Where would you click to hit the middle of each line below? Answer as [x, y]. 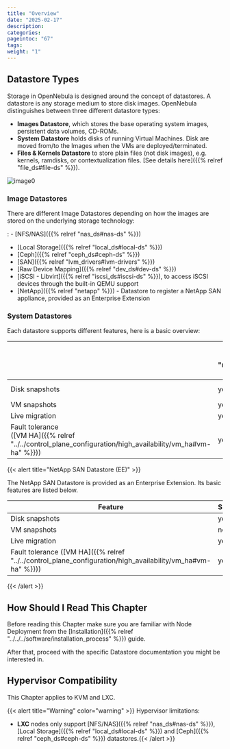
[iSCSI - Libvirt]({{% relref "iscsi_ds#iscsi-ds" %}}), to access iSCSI [113, 276]
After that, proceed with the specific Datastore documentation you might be [114, 652]
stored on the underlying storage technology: [71, 221]
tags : [15, 45]
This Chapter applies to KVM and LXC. [61, 697]
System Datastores [40, 316]
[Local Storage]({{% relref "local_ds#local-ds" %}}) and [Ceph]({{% [113, 731]
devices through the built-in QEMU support [78, 283]
